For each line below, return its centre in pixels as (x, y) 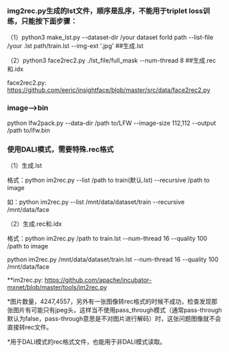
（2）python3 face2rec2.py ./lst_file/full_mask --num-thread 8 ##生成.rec (111, 60)
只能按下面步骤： (49, 21)
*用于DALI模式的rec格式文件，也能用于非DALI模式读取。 (87, 342)
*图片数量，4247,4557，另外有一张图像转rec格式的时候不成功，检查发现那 (112, 301)
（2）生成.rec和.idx (35, 224)
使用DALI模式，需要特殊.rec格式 (61, 149)
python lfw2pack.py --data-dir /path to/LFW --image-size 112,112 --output (111, 123)
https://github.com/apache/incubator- (98, 280)
